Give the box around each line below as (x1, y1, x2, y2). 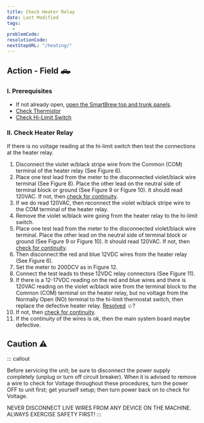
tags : (7, 20, 21, 26)
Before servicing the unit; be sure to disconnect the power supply (7, 367, 171, 374)
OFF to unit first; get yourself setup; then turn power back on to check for (7, 385, 190, 393)
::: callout (7, 355, 30, 362)
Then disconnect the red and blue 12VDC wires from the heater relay (15, 251, 187, 258)
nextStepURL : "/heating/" (7, 43, 72, 49)
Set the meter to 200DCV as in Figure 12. (15, 263, 118, 271)
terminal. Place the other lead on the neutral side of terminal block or (15, 231, 188, 238)
